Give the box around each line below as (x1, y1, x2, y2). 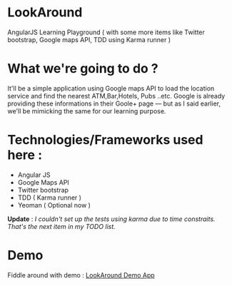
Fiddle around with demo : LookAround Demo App (7, 270, 155, 279)
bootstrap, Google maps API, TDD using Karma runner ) (7, 35, 171, 44)
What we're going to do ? (7, 61, 158, 77)
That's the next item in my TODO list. (7, 222, 116, 230)
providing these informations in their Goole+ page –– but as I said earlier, (7, 99, 221, 108)
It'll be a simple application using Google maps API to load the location (7, 83, 215, 93)
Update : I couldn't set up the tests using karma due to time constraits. (7, 215, 216, 223)
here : (7, 147, 43, 163)
